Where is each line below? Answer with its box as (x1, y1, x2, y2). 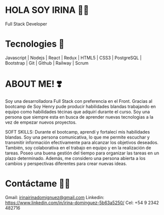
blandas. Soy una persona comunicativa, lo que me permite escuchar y (5, 134, 150, 140)
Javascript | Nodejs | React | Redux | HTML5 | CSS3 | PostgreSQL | (5, 55, 142, 61)
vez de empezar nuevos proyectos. (5, 119, 77, 125)
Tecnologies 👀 (5, 38, 65, 50)
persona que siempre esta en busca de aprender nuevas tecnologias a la (5, 114, 154, 120)
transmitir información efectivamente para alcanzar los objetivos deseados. (5, 139, 159, 145)
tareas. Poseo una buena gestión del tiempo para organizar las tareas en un (5, 150, 160, 156)
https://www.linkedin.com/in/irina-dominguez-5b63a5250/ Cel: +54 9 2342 (5, 200, 159, 206)
